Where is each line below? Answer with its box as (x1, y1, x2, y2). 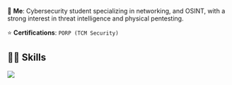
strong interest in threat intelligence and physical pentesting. (7, 14, 184, 23)
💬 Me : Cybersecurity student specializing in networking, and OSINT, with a (7, 7, 226, 15)
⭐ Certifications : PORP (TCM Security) (7, 28, 119, 37)
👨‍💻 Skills (7, 52, 47, 64)
